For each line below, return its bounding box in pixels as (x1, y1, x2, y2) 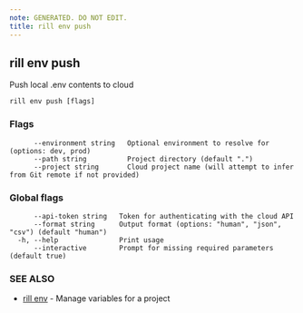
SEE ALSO (9, 272, 55, 285)
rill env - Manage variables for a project (22, 293, 171, 304)
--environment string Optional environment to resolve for (33, 138, 270, 148)
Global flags (9, 191, 64, 204)
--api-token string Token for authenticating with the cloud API (33, 211, 295, 220)
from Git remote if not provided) (9, 170, 141, 180)
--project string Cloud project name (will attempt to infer (33, 162, 295, 171)
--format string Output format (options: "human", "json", (33, 220, 282, 229)
